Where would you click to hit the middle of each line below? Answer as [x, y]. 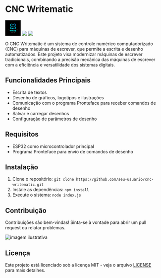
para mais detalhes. [25, 270]
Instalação [22, 167]
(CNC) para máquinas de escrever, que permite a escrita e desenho [74, 49]
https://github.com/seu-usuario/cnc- [115, 180]
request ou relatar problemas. [35, 228]
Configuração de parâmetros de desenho [54, 119]
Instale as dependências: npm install [51, 190]
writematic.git [28, 185]
